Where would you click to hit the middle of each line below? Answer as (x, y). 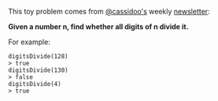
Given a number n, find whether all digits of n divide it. (98, 26)
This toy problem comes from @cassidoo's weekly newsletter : (109, 11)
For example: (30, 42)
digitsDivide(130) (38, 70)
